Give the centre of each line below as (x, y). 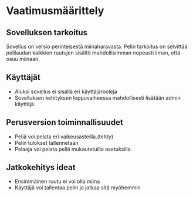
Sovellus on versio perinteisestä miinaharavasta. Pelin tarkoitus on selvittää (97, 46)
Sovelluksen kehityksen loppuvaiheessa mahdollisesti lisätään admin (97, 97)
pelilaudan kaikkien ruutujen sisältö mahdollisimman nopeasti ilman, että (93, 53)
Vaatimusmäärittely (55, 11)
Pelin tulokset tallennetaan (47, 142)
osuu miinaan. (23, 59)
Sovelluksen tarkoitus (47, 33)
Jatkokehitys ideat (41, 167)
